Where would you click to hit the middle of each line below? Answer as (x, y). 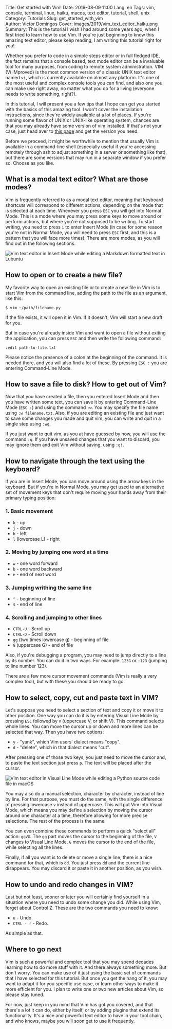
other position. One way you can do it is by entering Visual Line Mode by (82, 716)
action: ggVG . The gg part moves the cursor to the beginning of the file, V (81, 837)
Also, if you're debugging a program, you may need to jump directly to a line (86, 655)
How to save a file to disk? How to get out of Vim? (86, 385)
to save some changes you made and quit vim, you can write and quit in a (83, 418)
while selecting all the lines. (34, 847)
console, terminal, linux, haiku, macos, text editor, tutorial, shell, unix (78, 13)
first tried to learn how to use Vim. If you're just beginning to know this (80, 35)
